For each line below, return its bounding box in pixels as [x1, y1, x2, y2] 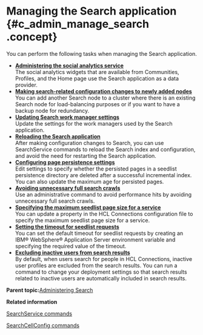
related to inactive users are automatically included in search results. [15, 274, 187, 282]
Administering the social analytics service [15, 62, 124, 69]
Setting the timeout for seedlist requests [15, 223, 119, 230]
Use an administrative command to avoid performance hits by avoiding [15, 191, 192, 198]
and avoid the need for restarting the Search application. [15, 152, 156, 159]
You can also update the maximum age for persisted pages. [15, 178, 164, 185]
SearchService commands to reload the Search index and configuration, [15, 146, 196, 153]
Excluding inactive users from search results [15, 249, 130, 256]
